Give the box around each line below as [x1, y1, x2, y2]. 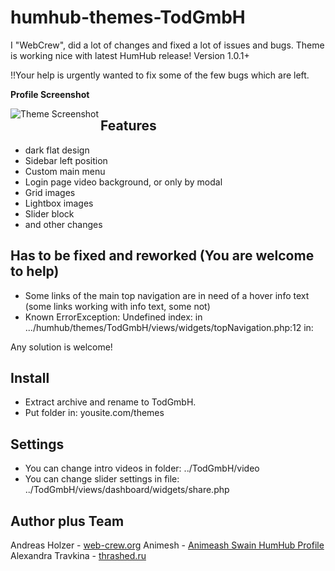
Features [100, 117, 157, 135]
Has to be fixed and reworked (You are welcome [10, 247, 315, 265]
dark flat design [24, 144, 90, 156]
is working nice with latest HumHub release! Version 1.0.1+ [10, 49, 250, 61]
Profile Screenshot [10, 88, 90, 100]
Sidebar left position [24, 154, 108, 166]
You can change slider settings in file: [24, 473, 180, 485]
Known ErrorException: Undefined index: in [24, 311, 203, 323]
